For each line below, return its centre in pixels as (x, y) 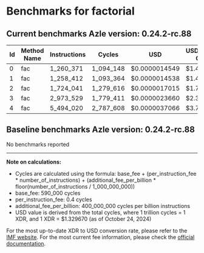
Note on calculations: (34, 162)
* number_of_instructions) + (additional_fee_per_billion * (85, 180)
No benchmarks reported (38, 144)
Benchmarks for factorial (70, 11)
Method (32, 51)
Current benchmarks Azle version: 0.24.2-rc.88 (99, 34)
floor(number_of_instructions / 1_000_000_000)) (75, 186)
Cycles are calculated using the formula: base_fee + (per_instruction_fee (106, 173)
